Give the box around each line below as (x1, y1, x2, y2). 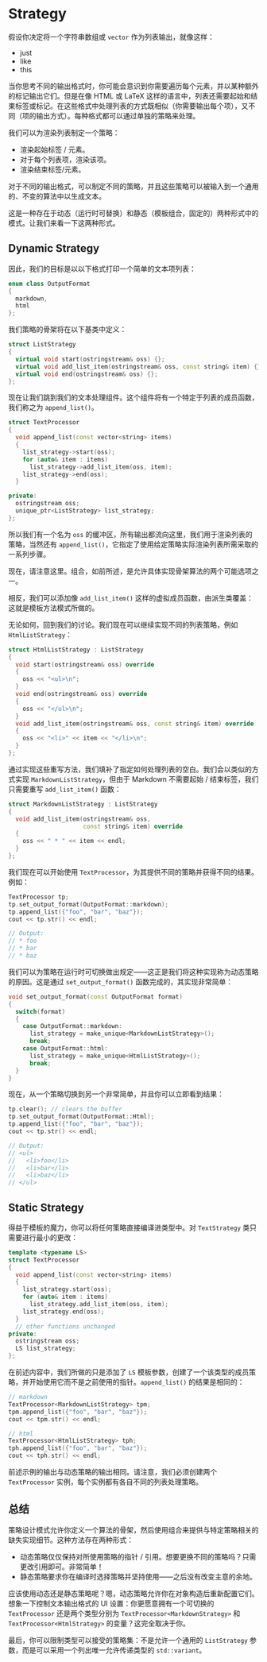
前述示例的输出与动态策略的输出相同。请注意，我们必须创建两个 (8, 1467, 217, 1477)
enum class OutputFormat (8, 280, 91, 288)
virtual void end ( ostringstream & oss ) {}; (15, 370, 158, 378)
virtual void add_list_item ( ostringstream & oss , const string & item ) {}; (15, 362, 265, 370)
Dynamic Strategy (8, 242, 100, 255)
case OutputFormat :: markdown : (22, 1022, 123, 1030)
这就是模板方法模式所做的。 (8, 603, 99, 613)
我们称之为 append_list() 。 (8, 403, 99, 412)
